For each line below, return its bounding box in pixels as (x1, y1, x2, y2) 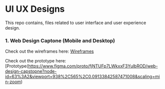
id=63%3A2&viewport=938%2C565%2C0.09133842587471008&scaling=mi (5, 74, 160, 80)
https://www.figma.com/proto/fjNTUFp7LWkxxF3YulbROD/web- (27, 63, 158, 69)
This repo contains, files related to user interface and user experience (5, 20, 146, 26)
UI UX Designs (5, 3, 65, 15)
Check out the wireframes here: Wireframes (5, 48, 94, 55)
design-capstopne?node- (5, 68, 57, 74)
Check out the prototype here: (5, 58, 66, 64)
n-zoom (5, 79, 21, 85)
